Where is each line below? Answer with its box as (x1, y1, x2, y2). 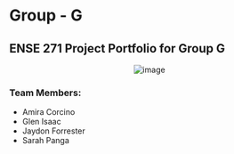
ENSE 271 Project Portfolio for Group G (9, 41, 225, 56)
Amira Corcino (21, 107, 76, 118)
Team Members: (9, 86, 82, 99)
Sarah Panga (21, 135, 69, 146)
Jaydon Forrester (21, 126, 86, 136)
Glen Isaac (21, 117, 61, 127)
